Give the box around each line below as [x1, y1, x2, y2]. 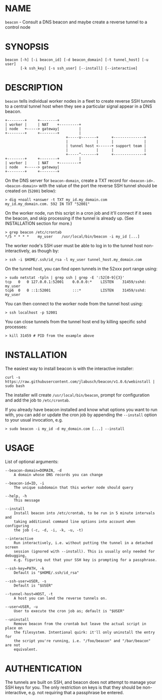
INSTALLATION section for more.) [5, 220, 72, 226]
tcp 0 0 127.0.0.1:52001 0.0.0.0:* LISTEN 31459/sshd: [5, 279, 146, 284]
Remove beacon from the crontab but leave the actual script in [14, 621, 146, 626]
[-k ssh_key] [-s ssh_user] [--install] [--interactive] [20, 66, 138, 71]
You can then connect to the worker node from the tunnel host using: [5, 300, 143, 307]
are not [5, 643, 21, 647]
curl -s [5, 375, 21, 380]
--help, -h [5, 494, 27, 498]
